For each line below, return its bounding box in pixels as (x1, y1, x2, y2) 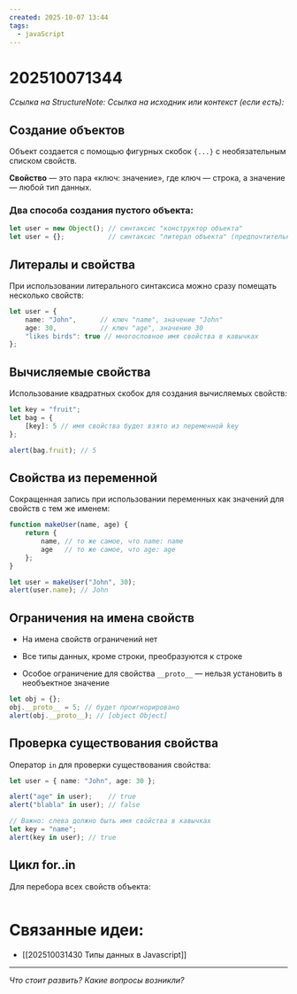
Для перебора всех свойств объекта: (9, 881, 151, 891)
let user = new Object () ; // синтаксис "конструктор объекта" (9, 224, 243, 233)
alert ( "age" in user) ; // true (9, 792, 137, 802)
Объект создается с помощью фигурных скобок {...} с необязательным (9, 146, 286, 157)
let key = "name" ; (9, 825, 77, 834)
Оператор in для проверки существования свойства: (9, 759, 211, 770)
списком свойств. (9, 156, 78, 167)
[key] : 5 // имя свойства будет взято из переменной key (25, 422, 240, 431)
